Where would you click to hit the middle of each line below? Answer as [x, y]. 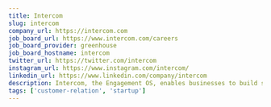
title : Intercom [35, 16]
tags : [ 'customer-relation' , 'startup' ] [77, 91]
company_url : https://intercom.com [68, 31]
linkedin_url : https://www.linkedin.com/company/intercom [108, 76]
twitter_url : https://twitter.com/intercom [83, 61]
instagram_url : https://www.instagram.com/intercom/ [99, 68]
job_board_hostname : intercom [59, 53]
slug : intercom [34, 23]
